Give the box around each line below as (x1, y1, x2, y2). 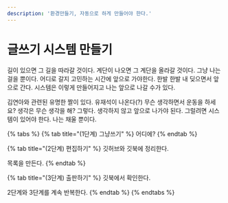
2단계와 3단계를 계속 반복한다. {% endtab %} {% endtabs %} (7, 188, 175, 196)
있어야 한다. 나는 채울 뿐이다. (19, 115, 98, 123)
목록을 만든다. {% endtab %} (7, 159, 86, 167)
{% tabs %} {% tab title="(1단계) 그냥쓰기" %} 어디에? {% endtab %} (7, 129, 198, 138)
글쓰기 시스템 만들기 (7, 42, 113, 57)
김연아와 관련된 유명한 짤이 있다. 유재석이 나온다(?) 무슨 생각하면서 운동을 (7, 98, 204, 106)
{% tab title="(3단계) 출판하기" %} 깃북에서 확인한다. (7, 173, 151, 182)
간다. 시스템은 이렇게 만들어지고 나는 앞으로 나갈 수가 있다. (19, 83, 176, 92)
